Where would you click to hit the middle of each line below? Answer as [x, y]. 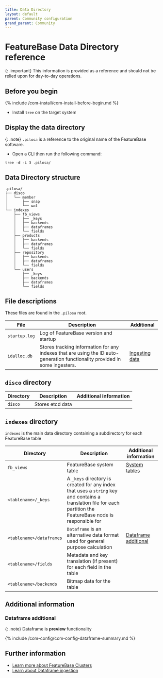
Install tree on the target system [44, 112]
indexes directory [32, 422]
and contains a [84, 497]
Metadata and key [88, 555]
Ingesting [140, 353]
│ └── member [20, 197]
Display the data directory [45, 127]
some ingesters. [58, 365]
